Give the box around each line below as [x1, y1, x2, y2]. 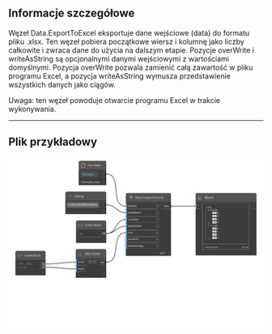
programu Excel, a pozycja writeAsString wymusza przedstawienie [8, 71, 231, 80]
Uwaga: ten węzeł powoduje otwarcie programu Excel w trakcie [8, 95, 221, 105]
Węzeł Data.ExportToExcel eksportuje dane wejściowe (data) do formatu [8, 28, 250, 37]
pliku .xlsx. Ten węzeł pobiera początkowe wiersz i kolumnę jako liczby [8, 36, 244, 46]
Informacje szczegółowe [8, 6, 135, 20]
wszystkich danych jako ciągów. [8, 79, 116, 89]
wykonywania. [8, 104, 57, 113]
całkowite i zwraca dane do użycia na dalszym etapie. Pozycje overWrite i [8, 45, 255, 55]
